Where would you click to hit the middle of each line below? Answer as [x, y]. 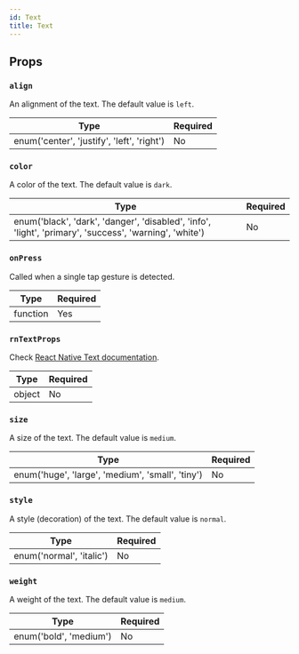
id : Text [25, 17]
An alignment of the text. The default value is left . [102, 104]
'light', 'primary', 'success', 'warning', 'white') [109, 233]
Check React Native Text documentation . [85, 357]
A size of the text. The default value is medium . [93, 438]
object [27, 395]
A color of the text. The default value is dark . [91, 185]
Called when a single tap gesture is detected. [92, 276]
